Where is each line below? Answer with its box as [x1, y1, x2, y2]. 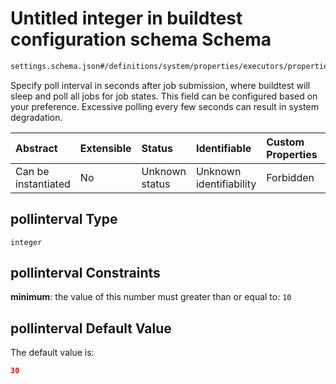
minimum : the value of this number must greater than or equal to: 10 [10, 291, 292, 303]
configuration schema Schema [10, 28, 272, 51]
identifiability [195, 177, 257, 191]
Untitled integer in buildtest [10, 7, 243, 30]
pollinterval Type [10, 211, 118, 228]
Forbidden [266, 170, 315, 184]
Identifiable [195, 141, 252, 155]
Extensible [79, 141, 132, 155]
